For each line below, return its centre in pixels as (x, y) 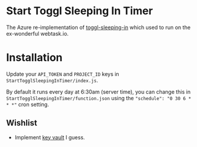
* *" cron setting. (28, 104)
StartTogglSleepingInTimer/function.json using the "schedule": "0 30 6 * (99, 98)
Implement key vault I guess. (50, 137)
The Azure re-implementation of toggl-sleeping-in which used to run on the (99, 27)
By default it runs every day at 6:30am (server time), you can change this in (99, 92)
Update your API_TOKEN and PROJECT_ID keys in (63, 74)
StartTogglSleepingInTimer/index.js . (52, 80)
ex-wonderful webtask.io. (37, 33)
